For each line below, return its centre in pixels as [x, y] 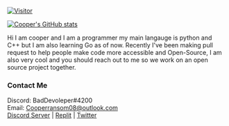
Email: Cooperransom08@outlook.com [62, 108]
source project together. [42, 67]
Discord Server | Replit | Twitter [52, 116]
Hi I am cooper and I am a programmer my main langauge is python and [110, 38]
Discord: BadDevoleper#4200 [50, 100]
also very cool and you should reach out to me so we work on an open [108, 60]
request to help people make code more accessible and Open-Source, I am [114, 53]
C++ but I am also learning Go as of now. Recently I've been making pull [110, 45]
